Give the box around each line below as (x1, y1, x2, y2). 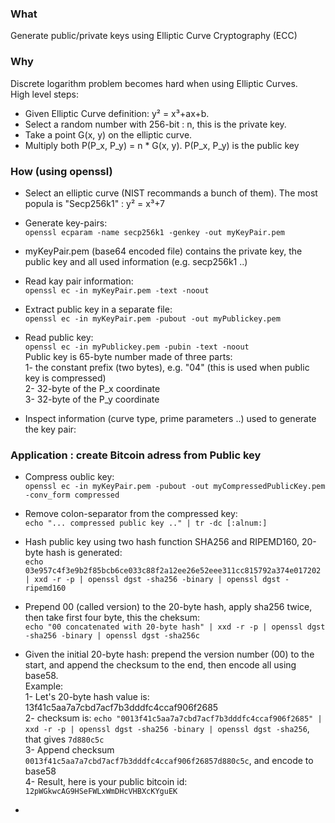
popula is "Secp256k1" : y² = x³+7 (24, 197, 166, 209)
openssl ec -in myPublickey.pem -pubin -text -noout (24, 342, 250, 352)
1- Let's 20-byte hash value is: (24, 691, 150, 703)
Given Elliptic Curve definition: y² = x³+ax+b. (24, 107, 210, 119)
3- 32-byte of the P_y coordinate (24, 393, 160, 405)
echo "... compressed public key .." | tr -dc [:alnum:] (24, 518, 268, 529)
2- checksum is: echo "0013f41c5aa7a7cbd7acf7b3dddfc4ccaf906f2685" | (24, 712, 323, 724)
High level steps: (10, 88, 79, 100)
